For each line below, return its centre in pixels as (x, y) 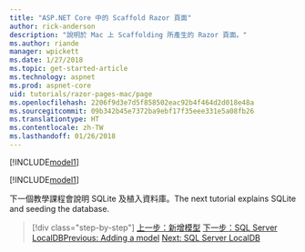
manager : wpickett (44, 52)
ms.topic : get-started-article (69, 69)
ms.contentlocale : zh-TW (56, 128)
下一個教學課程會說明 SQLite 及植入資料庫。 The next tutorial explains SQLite (153, 198)
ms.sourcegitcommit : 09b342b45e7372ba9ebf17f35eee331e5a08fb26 (132, 111)
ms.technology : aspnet (52, 77)
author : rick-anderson (52, 26)
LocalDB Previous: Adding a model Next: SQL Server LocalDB (146, 237)
